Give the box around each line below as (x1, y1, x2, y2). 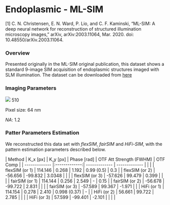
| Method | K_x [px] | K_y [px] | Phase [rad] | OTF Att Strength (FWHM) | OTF (5, 156, 165, 162)
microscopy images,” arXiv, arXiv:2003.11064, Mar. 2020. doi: (5, 31, 134, 37)
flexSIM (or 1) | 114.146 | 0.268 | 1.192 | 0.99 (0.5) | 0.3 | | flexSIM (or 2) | (5, 167, 155, 173)
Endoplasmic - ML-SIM (5, 4, 103, 15)
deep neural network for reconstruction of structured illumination (5, 25, 141, 32)
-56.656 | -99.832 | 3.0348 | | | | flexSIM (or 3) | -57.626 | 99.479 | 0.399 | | (5, 172, 163, 178)
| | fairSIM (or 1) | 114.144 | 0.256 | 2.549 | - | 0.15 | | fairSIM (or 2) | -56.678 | (5, 177, 164, 184)
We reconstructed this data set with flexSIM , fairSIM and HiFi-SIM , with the (5, 141, 163, 147)
